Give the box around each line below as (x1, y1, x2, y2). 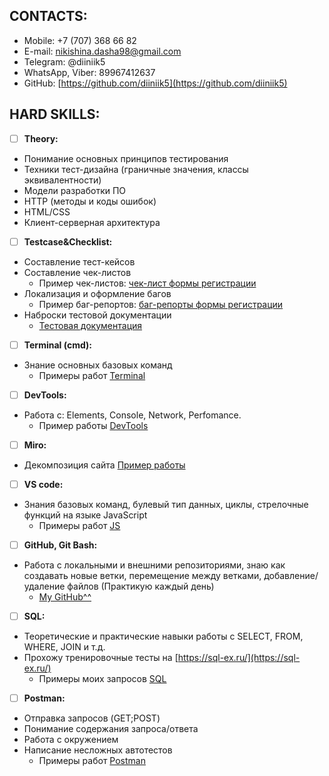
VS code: (23, 478, 64, 490)
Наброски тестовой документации (23, 309, 172, 321)
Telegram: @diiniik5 (23, 55, 106, 68)
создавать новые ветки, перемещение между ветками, (23, 570, 262, 582)
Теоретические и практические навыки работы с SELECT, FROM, (23, 630, 304, 643)
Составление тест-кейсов (23, 255, 136, 268)
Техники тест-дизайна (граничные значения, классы (23, 163, 249, 175)
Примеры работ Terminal (38, 369, 146, 381)
